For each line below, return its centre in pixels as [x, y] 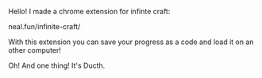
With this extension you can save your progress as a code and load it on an [131, 42]
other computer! [35, 50]
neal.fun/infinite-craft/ [44, 26]
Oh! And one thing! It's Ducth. [57, 65]
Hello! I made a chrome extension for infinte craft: [89, 11]
